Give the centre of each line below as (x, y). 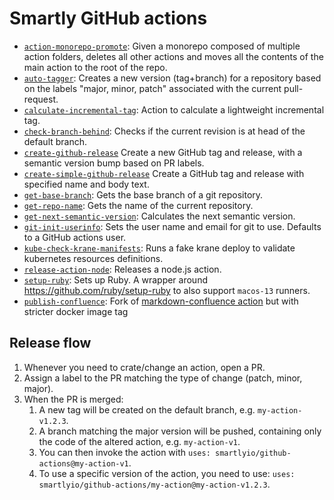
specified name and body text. (86, 184)
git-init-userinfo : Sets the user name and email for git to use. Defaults (172, 226)
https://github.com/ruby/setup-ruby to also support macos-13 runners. (167, 290)
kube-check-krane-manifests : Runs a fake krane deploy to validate (159, 248)
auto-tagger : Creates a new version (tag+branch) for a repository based (172, 78)
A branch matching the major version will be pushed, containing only (180, 431)
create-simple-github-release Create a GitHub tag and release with (164, 173)
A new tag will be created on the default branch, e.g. (147, 409)
